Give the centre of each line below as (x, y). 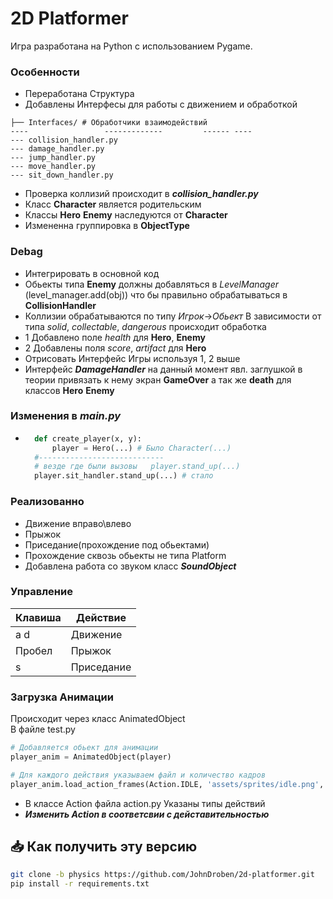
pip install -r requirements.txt (80, 884)
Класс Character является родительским (113, 204)
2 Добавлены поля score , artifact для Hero (115, 348)
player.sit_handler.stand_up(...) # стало (124, 476)
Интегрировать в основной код (92, 273)
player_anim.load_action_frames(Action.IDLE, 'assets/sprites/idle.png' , (167, 784)
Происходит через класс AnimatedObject (98, 719)
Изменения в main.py (66, 416)
